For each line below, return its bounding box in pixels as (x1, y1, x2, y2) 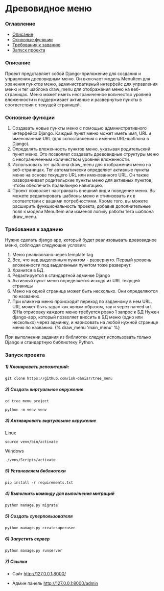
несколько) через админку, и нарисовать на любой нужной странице (12, 320, 158, 325)
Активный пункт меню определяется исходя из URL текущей (12, 278, 140, 284)
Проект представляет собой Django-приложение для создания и (5, 71, 141, 76)
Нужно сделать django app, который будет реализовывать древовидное (5, 237, 157, 243)
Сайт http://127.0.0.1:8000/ (12, 571, 66, 577)
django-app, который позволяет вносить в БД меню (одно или (12, 314, 143, 320)
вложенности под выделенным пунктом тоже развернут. (12, 262, 132, 268)
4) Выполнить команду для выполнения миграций (5, 491, 115, 496)
